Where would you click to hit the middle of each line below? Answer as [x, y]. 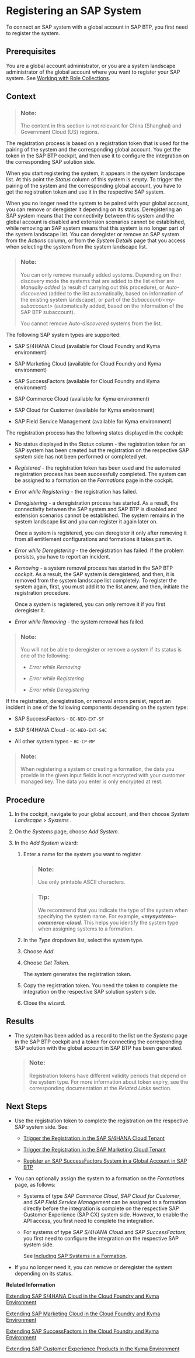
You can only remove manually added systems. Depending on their [101, 275]
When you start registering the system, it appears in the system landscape [95, 173]
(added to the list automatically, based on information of [116, 293]
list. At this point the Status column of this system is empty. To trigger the [94, 180]
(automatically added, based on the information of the [119, 306]
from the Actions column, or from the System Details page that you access [96, 240]
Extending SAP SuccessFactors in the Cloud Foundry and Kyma [83, 1331]
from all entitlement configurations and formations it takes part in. [93, 539]
